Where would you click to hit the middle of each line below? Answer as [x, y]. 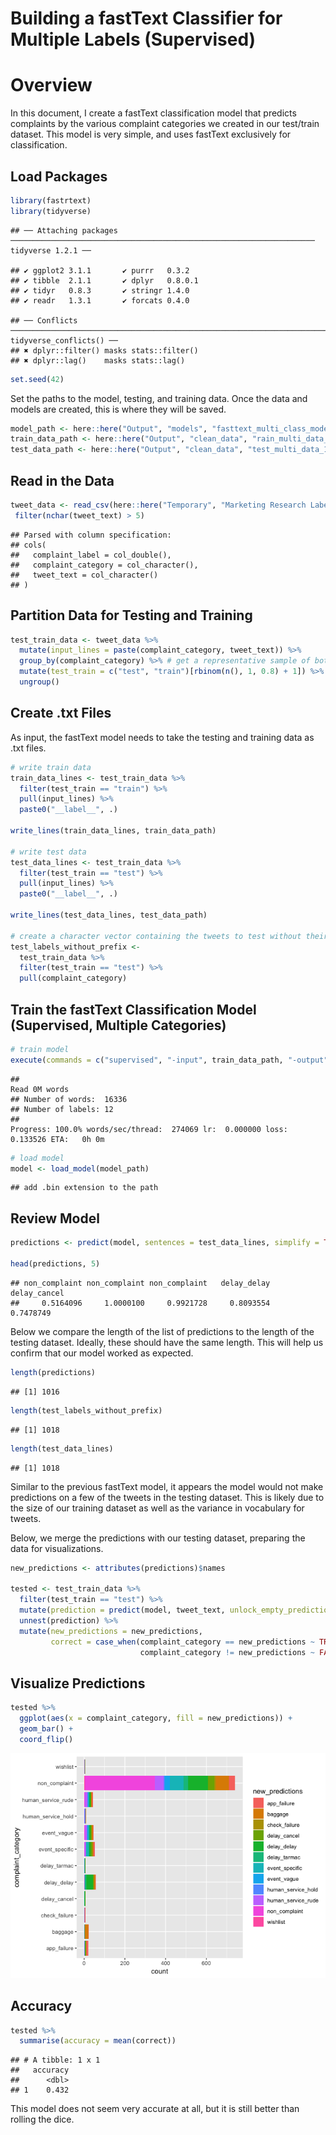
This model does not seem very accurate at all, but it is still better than [155, 2109]
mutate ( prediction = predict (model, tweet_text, [122, 1610]
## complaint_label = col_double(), [91, 555]
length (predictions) [53, 1372]
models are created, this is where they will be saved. [118, 409]
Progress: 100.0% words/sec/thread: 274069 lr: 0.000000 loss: [149, 1129]
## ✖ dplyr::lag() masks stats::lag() [98, 360]
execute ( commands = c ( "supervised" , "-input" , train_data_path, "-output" [169, 1060]
